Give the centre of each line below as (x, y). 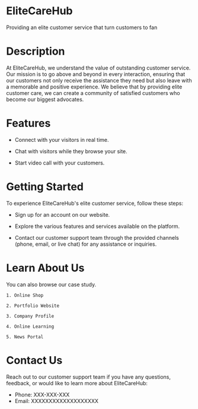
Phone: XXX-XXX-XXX (42, 394)
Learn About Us (45, 268)
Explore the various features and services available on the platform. (97, 226)
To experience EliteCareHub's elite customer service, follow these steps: (95, 203)
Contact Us (34, 360)
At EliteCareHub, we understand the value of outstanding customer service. (98, 68)
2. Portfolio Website (33, 306)
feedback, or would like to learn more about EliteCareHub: (77, 383)
